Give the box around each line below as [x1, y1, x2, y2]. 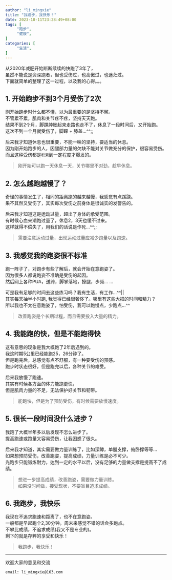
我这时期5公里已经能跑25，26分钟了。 [5, 350, 87, 357]
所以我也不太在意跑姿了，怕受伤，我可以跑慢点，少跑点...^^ [5, 302, 131, 308]
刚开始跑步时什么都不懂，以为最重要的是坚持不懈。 [5, 109, 113, 115]
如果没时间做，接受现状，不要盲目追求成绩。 [17, 483, 113, 489]
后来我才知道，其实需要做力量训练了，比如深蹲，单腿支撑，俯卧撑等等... [5, 446, 158, 452]
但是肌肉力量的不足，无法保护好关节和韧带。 [5, 387, 100, 393]
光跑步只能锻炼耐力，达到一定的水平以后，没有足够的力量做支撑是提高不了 [5, 459, 162, 465]
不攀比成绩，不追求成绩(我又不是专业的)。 [5, 526, 94, 533]
